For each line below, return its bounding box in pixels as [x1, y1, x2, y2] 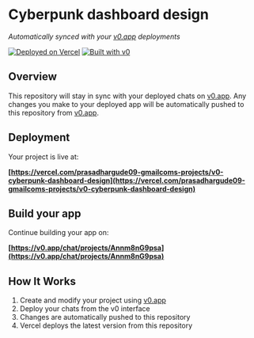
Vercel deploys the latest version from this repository [19, 321, 193, 330]
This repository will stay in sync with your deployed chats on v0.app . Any [8, 91, 247, 101]
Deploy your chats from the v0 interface [19, 304, 150, 313]
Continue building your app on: [8, 228, 109, 237]
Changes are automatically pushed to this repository [19, 313, 191, 322]
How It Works [8, 275, 77, 288]
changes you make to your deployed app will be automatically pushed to [8, 99, 245, 108]
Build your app [8, 207, 82, 220]
